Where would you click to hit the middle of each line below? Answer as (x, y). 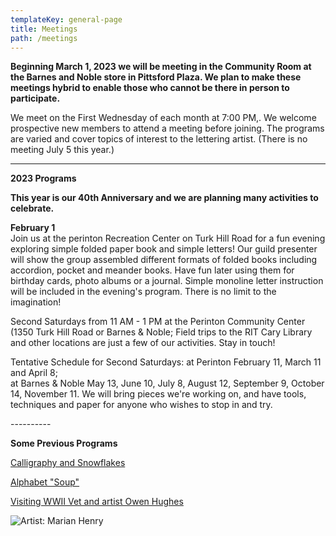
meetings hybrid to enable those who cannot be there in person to (150, 88)
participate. (35, 98)
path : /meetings (44, 38)
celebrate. (32, 208)
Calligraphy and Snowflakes (68, 463)
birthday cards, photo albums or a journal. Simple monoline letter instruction (167, 281)
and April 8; (34, 373)
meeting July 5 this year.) (62, 150)
